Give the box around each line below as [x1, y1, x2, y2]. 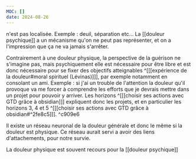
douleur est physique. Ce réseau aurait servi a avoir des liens [6, 128, 155, 135]
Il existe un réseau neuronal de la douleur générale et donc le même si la [6, 122, 183, 129]
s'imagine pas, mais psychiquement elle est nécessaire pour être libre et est [6, 60, 191, 68]
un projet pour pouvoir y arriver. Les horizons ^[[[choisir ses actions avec [6, 92, 184, 99]
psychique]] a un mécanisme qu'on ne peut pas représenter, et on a [6, 37, 171, 44]
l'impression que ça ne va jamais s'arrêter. [6, 42, 109, 50]
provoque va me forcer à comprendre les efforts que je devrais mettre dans [6, 85, 190, 92]
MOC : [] [6, 8, 25, 15]
